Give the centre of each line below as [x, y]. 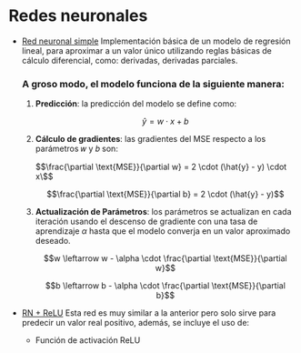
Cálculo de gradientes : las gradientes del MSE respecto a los [150, 139]
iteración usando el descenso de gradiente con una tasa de [146, 222]
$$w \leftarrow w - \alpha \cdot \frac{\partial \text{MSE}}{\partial [165, 258]
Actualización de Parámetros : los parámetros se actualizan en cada [163, 212]
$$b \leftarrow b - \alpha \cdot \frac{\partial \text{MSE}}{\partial [165, 286]
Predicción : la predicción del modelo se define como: [136, 104]
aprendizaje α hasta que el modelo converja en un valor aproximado [163, 231]
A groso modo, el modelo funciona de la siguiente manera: [153, 84]
